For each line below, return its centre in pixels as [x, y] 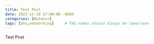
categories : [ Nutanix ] [28, 19]
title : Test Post [23, 10]
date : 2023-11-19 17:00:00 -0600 [39, 14]
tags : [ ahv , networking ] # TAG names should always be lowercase [77, 23]
